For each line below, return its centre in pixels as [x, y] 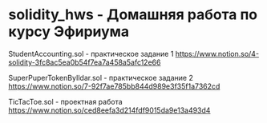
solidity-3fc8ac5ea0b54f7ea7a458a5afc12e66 [85, 62]
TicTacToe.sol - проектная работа [65, 101]
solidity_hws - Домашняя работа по [133, 15]
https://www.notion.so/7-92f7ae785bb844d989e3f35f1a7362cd [114, 86]
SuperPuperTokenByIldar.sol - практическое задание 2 [101, 77]
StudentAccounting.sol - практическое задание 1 [91, 54]
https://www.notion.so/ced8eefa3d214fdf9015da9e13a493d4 [109, 110]
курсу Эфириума [69, 32]
